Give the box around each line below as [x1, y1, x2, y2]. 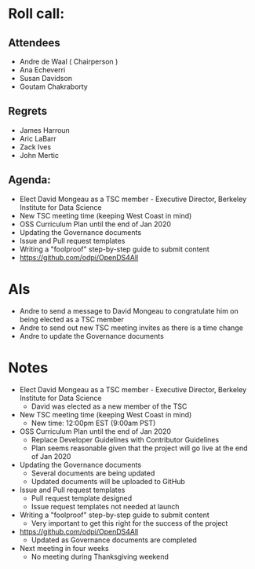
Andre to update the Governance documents [19, 331, 165, 340]
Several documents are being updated [31, 468, 155, 478]
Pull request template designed [31, 493, 132, 503]
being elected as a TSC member [19, 314, 124, 324]
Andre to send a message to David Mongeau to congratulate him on [19, 306, 239, 315]
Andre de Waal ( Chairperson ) [19, 57, 118, 66]
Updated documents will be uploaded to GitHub [31, 476, 186, 486]
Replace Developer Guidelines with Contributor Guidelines [31, 435, 220, 444]
